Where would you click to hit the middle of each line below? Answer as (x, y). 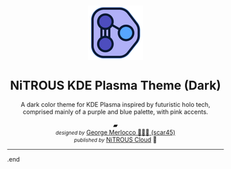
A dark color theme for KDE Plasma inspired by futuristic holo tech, (115, 104)
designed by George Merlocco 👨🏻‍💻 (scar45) (115, 132)
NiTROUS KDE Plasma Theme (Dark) (115, 86)
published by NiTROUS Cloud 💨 (115, 140)
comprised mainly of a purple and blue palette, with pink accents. (115, 112)
